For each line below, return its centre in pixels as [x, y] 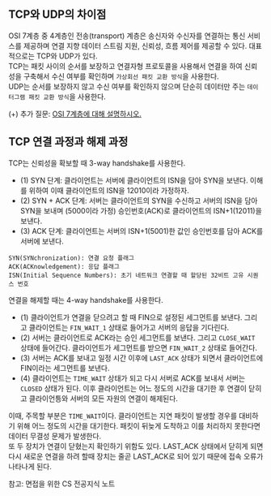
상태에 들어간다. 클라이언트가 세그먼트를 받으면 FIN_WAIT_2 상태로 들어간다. [138, 347]
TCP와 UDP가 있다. [67, 56]
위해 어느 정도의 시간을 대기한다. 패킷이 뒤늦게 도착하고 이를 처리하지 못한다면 [139, 425]
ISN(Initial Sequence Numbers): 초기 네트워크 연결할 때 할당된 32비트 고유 [126, 275]
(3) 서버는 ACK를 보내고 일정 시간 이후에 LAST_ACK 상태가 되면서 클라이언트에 [142, 358]
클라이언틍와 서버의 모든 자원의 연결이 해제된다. [103, 398]
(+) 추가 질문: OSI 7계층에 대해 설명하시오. [75, 114]
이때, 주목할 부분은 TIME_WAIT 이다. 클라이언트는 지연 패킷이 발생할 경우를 [123, 416]
